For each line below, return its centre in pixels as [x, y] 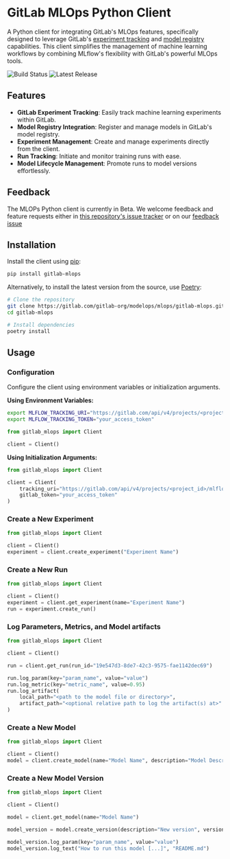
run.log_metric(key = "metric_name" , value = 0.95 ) [76, 685]
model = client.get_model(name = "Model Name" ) [73, 817]
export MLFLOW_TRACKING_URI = [49, 413]
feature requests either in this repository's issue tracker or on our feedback [113, 216]
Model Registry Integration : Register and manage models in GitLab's [114, 127]
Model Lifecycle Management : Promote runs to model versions [107, 163]
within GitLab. [36, 119]
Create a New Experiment [50, 519]
